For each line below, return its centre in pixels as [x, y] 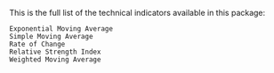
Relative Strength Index [55, 52]
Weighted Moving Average [55, 60]
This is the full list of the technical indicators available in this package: [137, 13]
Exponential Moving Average [61, 29]
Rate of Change [37, 44]
